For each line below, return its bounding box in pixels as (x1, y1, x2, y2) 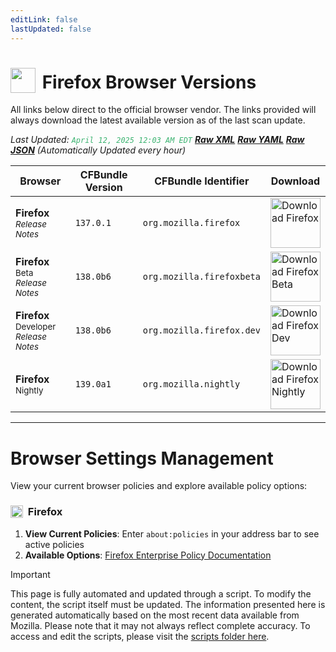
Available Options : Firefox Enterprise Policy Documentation (24, 549, 272, 561)
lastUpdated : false (10, 24, 92, 34)
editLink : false (10, 14, 78, 25)
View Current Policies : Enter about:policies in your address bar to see (24, 527, 320, 540)
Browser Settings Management (10, 447, 274, 470)
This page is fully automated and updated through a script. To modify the (10, 587, 312, 600)
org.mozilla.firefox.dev (142, 325, 261, 336)
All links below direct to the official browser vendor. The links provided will (10, 104, 317, 116)
